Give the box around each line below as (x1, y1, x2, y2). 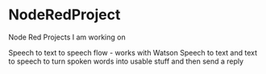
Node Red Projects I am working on (8, 32, 127, 42)
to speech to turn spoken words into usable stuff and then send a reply (8, 56, 244, 66)
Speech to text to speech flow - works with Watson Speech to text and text (8, 47, 258, 57)
